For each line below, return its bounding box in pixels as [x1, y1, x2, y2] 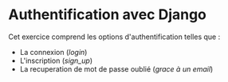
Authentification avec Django [8, 6, 207, 24]
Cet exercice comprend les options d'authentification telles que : [8, 32, 221, 41]
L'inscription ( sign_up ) [19, 56, 93, 65]
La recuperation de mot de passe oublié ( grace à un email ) [19, 64, 214, 73]
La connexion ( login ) [19, 47, 88, 57]
